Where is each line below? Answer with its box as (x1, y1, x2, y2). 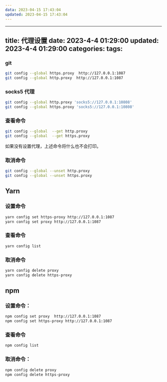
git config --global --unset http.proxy (5, 168, 90, 174)
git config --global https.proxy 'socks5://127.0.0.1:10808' (5, 104, 135, 110)
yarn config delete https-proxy (5, 273, 72, 278)
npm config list (5, 343, 39, 348)
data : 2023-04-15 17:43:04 (5, 7, 61, 12)
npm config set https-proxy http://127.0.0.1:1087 (5, 319, 112, 324)
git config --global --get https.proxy (5, 133, 90, 139)
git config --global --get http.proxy (5, 129, 88, 134)
